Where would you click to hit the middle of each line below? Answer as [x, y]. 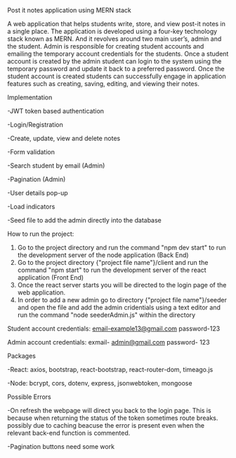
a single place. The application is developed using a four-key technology [112, 31]
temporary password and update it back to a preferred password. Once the [116, 69]
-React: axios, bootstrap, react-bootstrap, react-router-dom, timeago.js [110, 370]
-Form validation [31, 152]
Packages [22, 356]
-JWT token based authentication [55, 111]
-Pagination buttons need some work [61, 446]
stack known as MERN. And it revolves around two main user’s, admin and [114, 39]
